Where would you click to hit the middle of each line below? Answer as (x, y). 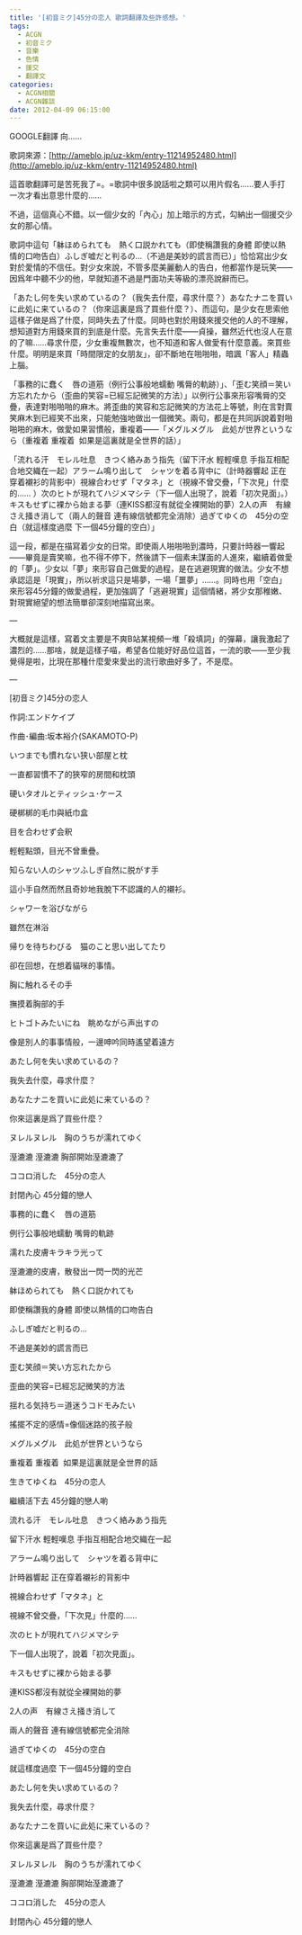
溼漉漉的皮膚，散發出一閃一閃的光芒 (76, 1272)
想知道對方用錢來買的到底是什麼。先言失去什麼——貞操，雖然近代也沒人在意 (151, 331)
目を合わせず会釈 (41, 832)
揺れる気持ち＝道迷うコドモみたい (72, 1405)
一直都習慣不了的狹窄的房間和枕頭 (72, 775)
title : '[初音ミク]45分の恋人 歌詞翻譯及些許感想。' (98, 18)
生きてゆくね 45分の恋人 (58, 1482)
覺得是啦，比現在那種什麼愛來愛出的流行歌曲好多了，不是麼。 (124, 661)
